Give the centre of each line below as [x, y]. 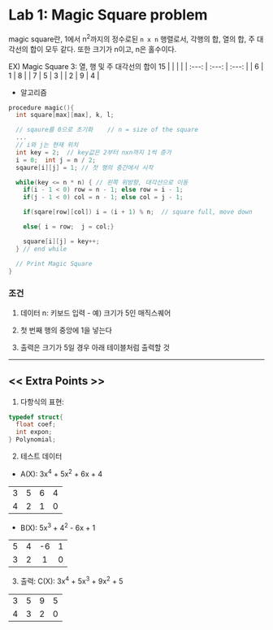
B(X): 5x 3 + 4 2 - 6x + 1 [58, 527]
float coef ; [36, 424]
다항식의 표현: [42, 402]
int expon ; [34, 432]
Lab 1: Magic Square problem [108, 15]
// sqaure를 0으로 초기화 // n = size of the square [107, 130]
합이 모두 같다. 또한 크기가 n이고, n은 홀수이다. [103, 49]
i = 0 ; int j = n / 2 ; [56, 160]
